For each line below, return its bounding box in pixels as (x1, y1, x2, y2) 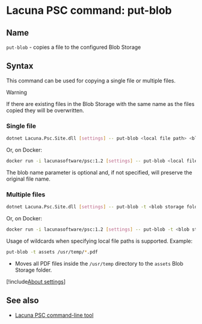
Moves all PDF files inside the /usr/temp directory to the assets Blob (14, 260, 183, 267)
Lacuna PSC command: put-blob (6, 4, 173, 17)
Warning (6, 89, 27, 96)
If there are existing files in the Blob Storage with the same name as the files (6, 100, 195, 107)
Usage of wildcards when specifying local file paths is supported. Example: (6, 237, 193, 245)
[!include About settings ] (6, 278, 66, 285)
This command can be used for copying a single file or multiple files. (6, 76, 176, 84)
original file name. (6, 175, 51, 182)
